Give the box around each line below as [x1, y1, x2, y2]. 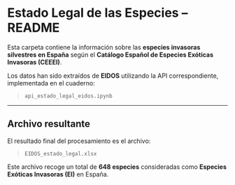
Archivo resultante [7, 118, 91, 130]
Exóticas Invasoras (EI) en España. [7, 170, 109, 178]
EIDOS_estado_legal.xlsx [24, 150, 97, 157]
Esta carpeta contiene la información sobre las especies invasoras [7, 43, 201, 51]
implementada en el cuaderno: [7, 78, 96, 87]
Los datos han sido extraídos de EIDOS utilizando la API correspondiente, [7, 71, 219, 80]
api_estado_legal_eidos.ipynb [24, 92, 113, 100]
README [7, 20, 60, 36]
